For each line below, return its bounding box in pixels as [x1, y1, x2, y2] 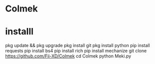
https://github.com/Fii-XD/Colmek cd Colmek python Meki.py [5, 53, 131, 59]
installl [5, 26, 34, 37]
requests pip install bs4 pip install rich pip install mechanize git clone [5, 48, 147, 54]
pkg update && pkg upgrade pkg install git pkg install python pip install [5, 42, 150, 48]
